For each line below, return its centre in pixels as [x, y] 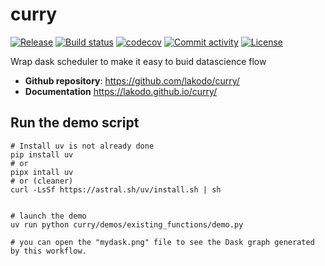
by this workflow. [48, 251]
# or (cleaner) [42, 181]
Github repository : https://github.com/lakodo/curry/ [132, 80]
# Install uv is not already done [82, 146]
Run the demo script [75, 123]
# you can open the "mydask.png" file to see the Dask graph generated [162, 242]
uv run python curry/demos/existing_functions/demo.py [127, 224]
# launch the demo [48, 216]
